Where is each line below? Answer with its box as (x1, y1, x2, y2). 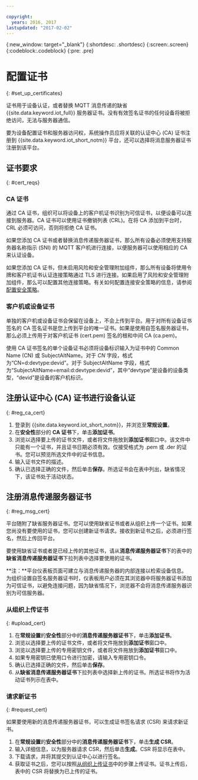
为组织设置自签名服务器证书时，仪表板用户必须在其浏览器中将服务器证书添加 (6, 574, 192, 582)
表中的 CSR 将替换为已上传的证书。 (14, 768, 101, 775)
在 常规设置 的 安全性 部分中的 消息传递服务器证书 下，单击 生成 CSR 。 (14, 738, 177, 745)
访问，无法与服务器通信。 (11, 116, 74, 124)
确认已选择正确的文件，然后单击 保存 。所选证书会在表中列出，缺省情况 (14, 465, 186, 473)
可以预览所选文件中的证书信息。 (30, 450, 108, 458)
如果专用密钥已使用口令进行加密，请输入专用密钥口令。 (14, 654, 149, 661)
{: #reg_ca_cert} (6, 409, 45, 416)
